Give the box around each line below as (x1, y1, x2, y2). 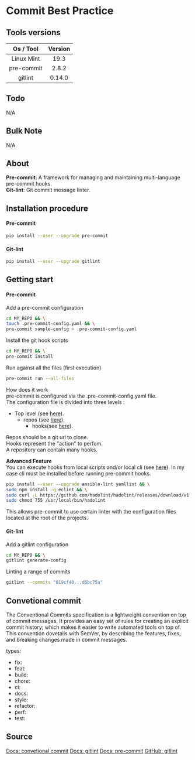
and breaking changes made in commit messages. (6, 636, 127, 643)
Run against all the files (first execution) (6, 364, 102, 371)
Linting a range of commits (6, 568, 71, 575)
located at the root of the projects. (6, 514, 89, 522)
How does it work (6, 386, 48, 393)
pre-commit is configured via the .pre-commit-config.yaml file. (6, 392, 157, 399)
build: (14, 671, 29, 678)
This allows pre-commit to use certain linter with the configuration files (6, 508, 176, 515)
